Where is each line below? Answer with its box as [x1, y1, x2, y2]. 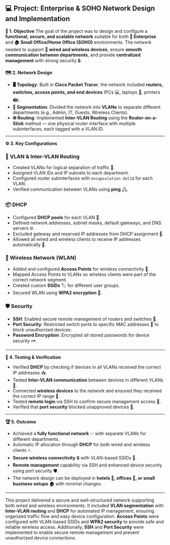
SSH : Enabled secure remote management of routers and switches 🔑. [12, 316, 158, 322]
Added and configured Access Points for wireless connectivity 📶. [12, 266, 150, 272]
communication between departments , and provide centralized [5, 52, 141, 58]
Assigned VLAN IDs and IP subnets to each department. [12, 170, 130, 176]
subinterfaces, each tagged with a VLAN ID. [12, 125, 104, 132]
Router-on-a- [129, 114, 158, 120]
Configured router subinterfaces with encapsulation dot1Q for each [12, 175, 153, 181]
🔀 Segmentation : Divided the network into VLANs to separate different [12, 104, 161, 110]
